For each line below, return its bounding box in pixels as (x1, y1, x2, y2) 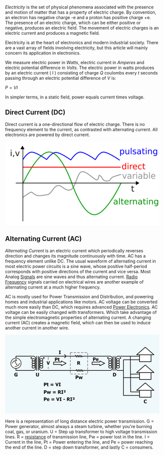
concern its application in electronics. (5, 50, 81, 56)
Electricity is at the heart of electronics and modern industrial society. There (5, 40, 159, 46)
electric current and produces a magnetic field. (5, 30, 100, 36)
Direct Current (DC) (5, 108, 66, 117)
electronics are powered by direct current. (5, 132, 91, 138)
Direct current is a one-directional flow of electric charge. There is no (5, 121, 145, 127)
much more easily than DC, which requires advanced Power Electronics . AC (5, 304, 158, 310)
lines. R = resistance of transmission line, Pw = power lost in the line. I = (5, 434, 150, 440)
